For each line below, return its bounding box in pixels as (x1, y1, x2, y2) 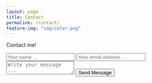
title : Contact (6, 14, 44, 20)
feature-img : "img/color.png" (6, 25, 82, 31)
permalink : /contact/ (6, 20, 60, 25)
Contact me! (6, 41, 37, 49)
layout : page (6, 8, 39, 15)
